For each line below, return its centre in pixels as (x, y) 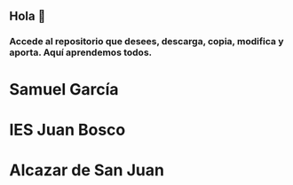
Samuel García (64, 89)
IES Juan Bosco (67, 130)
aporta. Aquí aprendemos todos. (81, 52)
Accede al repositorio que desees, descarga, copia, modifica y (146, 42)
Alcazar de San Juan (87, 170)
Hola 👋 (28, 16)
